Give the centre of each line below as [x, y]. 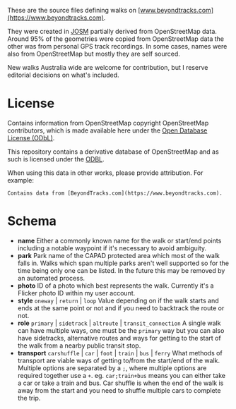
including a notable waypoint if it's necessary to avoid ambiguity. [112, 248]
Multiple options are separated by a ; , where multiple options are [112, 368]
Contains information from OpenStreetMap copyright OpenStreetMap [108, 123]
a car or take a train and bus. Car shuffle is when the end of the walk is [120, 383]
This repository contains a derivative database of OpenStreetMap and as [113, 152]
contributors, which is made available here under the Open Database [107, 130]
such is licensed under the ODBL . [56, 159]
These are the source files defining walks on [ [74, 10]
